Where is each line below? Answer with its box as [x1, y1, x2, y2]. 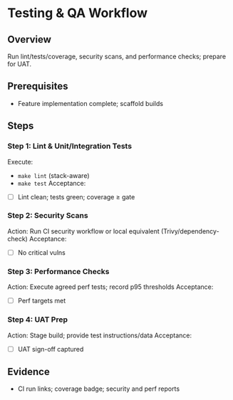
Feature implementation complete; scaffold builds [17, 99, 164, 107]
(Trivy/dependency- [160, 226, 219, 236]
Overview [7, 33, 52, 46]
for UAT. [7, 60, 32, 68]
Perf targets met [17, 297, 66, 305]
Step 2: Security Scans [7, 211, 88, 221]
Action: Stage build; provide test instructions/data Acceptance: [7, 331, 192, 340]
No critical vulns [17, 248, 66, 257]
